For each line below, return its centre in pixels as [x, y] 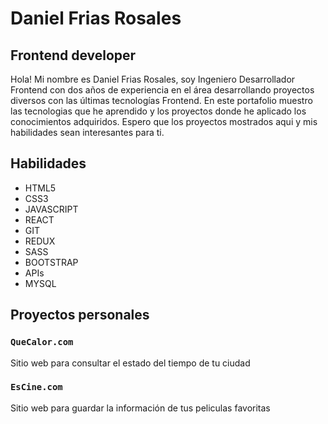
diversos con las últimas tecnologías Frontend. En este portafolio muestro [161, 100]
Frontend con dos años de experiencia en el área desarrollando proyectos [162, 90]
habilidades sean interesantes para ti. [87, 132]
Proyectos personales [80, 315]
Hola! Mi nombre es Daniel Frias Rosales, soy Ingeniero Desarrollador [153, 79]
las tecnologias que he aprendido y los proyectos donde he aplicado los [158, 111]
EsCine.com [36, 387]
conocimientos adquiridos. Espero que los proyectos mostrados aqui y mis [164, 121]
